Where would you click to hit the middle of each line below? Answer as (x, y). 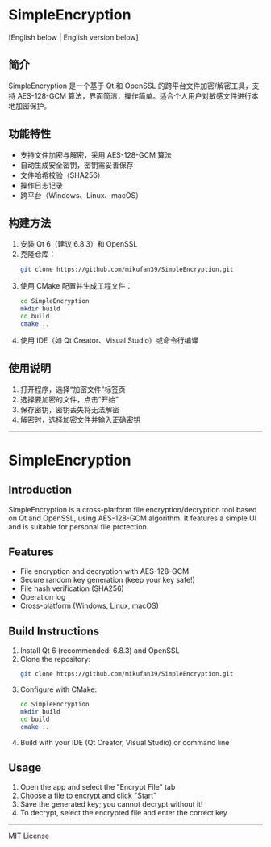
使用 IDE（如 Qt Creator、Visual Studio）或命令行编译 (109, 340)
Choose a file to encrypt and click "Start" (88, 796)
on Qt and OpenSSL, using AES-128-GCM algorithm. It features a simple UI (132, 518)
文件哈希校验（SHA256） (62, 175)
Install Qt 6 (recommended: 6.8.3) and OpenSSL (100, 651)
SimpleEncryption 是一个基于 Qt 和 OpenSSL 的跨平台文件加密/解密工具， (130, 86)
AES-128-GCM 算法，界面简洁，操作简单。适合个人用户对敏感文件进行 (135, 95)
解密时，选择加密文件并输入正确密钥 (80, 419)
